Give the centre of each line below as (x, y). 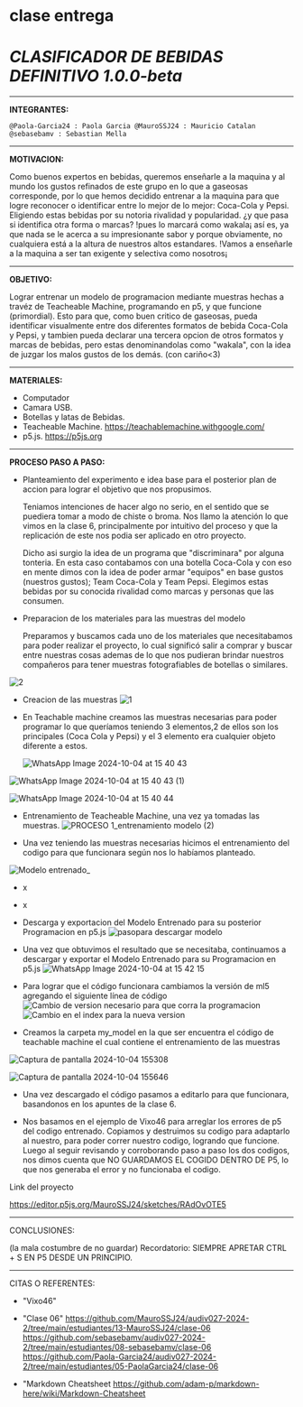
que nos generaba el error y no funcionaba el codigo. (121, 1170)
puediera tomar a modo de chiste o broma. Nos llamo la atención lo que (155, 516)
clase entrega (62, 16)
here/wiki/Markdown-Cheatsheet (84, 1393)
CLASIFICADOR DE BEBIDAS (116, 57)
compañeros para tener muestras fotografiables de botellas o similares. (155, 665)
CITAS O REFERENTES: (52, 1283)
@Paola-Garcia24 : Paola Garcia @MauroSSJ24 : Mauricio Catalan (133, 126)
